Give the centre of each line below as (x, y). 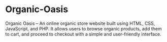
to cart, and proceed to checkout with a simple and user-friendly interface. (83, 34)
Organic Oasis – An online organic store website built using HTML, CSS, (80, 23)
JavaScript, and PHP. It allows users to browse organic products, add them (83, 28)
